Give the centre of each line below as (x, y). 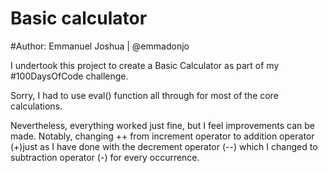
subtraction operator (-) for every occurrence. (105, 157)
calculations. (36, 106)
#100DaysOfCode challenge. (69, 76)
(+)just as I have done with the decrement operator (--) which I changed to (164, 146)
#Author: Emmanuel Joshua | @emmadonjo (100, 46)
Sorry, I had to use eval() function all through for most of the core (144, 95)
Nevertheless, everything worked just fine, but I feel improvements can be (162, 125)
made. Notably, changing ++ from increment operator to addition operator (162, 136)
